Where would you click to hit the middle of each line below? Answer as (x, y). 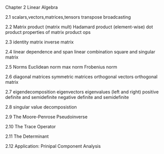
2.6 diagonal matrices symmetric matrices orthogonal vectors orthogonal (81, 77)
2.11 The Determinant (27, 136)
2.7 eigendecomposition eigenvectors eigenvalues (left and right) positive (82, 92)
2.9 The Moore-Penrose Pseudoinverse (46, 117)
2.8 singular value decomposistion (41, 107)
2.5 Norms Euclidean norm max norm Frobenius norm (61, 67)
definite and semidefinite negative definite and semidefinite (67, 97)
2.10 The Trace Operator (31, 126)
